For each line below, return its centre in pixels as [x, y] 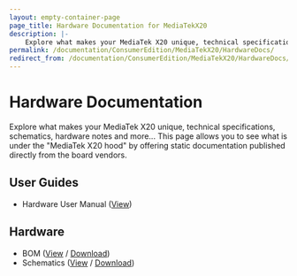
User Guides [44, 183]
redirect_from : [37, 58]
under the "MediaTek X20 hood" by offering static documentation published [147, 145]
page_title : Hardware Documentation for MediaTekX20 [108, 26]
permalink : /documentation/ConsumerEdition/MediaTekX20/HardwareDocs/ [142, 50]
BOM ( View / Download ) [66, 253]
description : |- [39, 34]
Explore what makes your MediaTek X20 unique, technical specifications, [142, 126]
